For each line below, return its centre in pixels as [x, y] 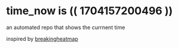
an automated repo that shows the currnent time [66, 27]
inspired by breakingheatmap [42, 39]
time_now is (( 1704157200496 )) [90, 11]
